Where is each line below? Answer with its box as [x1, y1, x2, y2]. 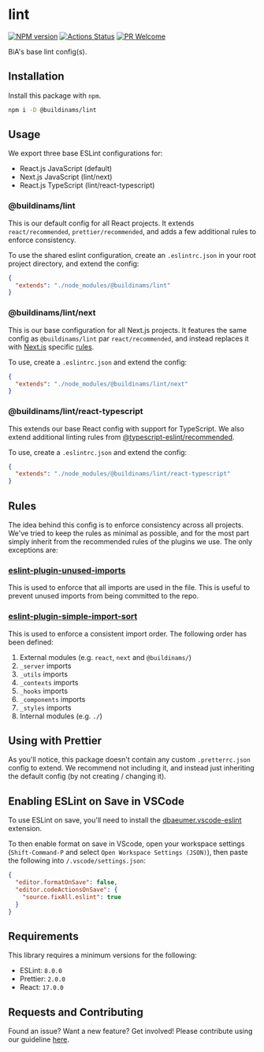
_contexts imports [19, 677, 79, 687]
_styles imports [19, 703, 72, 712]
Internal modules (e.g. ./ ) [19, 711, 102, 721]
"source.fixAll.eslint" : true [22, 893, 122, 901]
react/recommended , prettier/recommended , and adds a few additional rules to [8, 226, 257, 236]
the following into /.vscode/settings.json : [8, 856, 146, 865]
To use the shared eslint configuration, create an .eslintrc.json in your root [8, 250, 256, 259]
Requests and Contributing [8, 1005, 143, 1019]
